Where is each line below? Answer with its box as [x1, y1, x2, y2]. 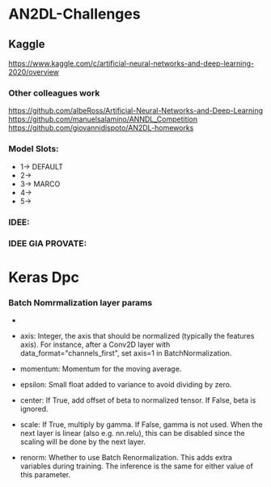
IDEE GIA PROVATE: [8, 238, 87, 250]
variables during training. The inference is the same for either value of [19, 461, 253, 471]
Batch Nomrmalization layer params [8, 297, 153, 308]
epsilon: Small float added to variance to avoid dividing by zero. [19, 379, 232, 389]
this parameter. [19, 469, 71, 479]
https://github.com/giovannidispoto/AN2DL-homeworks [8, 123, 194, 133]
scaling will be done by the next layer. [19, 437, 146, 446]
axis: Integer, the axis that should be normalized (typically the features [19, 331, 255, 340]
